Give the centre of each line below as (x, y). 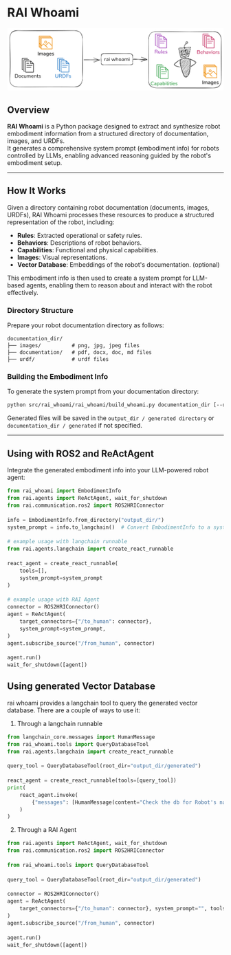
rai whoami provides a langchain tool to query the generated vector (102, 703)
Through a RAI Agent (47, 830)
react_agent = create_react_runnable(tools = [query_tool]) (92, 781)
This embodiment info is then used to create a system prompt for (99, 278)
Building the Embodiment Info (58, 377)
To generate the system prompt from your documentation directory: (103, 392)
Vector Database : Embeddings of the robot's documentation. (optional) (118, 264)
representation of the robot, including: (61, 222)
